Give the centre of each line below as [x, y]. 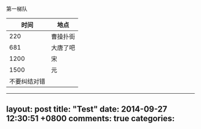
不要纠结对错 [28, 81]
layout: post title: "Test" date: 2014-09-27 [87, 109]
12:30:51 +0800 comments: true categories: [91, 119]
